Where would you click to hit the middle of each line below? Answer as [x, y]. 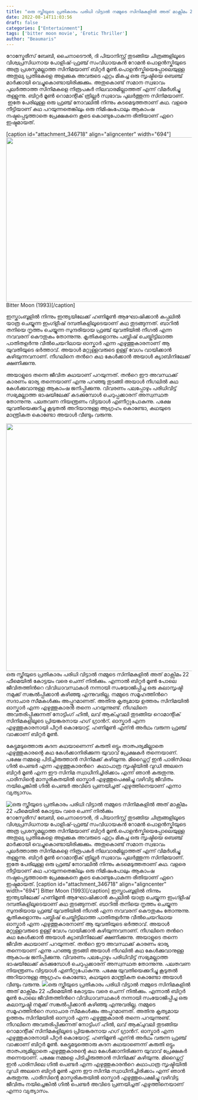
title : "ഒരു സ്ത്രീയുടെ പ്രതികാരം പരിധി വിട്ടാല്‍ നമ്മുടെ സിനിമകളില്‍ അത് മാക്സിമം [97, 12]
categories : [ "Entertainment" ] [44, 28]
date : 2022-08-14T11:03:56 [39, 17]
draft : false [22, 22]
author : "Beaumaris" [32, 39]
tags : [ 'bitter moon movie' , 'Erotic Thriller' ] [67, 34]
